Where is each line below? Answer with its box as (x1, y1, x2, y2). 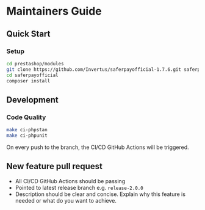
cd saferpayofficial (6, 72, 59, 78)
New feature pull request (6, 161, 103, 172)
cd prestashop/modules (6, 60, 64, 67)
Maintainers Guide (6, 4, 102, 18)
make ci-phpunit (6, 132, 48, 139)
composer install (6, 78, 51, 84)
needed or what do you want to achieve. (15, 197, 117, 204)
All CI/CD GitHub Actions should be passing (15, 177, 126, 184)
